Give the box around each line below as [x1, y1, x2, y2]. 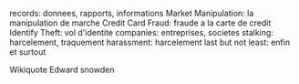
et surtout [9, 47, 46, 58]
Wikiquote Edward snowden [9, 64, 115, 75]
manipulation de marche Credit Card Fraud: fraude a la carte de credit [9, 17, 272, 28]
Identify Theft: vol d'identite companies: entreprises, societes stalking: [9, 27, 273, 37]
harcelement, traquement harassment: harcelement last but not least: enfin [9, 37, 290, 47]
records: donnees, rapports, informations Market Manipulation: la [9, 8, 254, 18]
